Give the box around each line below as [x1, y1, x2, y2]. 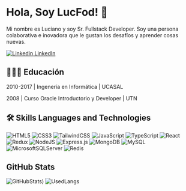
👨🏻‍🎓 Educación [6, 67, 65, 77]
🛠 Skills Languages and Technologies [6, 113, 151, 123]
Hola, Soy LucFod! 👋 [6, 5, 108, 19]
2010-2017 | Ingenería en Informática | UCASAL [6, 83, 124, 90]
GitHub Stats [6, 162, 55, 172]
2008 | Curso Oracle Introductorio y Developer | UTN [6, 94, 137, 102]
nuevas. [6, 38, 26, 45]
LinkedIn [34, 49, 56, 56]
